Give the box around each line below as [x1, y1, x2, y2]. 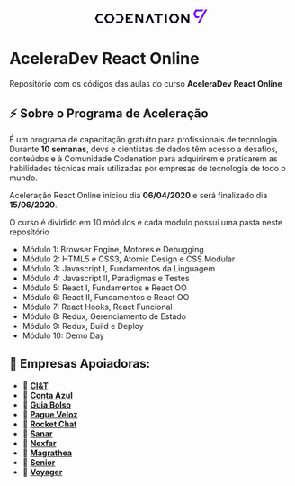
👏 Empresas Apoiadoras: [9, 356, 151, 371]
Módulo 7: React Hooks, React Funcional [22, 301, 173, 312]
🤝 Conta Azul [22, 390, 74, 400]
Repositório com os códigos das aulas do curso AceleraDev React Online [9, 78, 283, 89]
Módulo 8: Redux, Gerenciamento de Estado [22, 310, 187, 322]
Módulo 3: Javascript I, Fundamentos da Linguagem [22, 262, 216, 273]
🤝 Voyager [22, 466, 63, 477]
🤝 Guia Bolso [22, 399, 72, 410]
